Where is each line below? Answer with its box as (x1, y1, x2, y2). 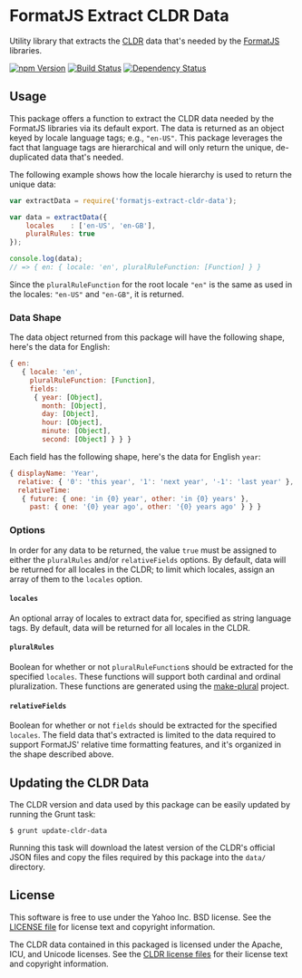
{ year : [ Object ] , (33, 392, 103, 402)
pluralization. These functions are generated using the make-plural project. (9, 681, 290, 692)
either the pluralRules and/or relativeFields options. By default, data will (9, 554, 287, 565)
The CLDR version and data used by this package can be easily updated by (9, 799, 291, 810)
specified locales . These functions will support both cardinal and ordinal (9, 672, 281, 682)
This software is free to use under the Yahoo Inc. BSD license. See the (9, 912, 272, 923)
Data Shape (9, 311, 62, 324)
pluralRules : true (25, 229, 95, 238)
